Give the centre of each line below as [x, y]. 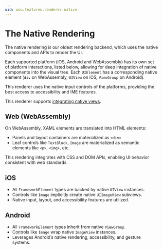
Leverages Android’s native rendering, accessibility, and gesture [76, 237]
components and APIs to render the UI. [44, 52]
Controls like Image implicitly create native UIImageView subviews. [77, 195]
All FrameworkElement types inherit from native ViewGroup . [69, 227]
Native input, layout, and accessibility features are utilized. [71, 200]
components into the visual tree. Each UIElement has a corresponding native [81, 72]
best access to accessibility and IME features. [51, 92]
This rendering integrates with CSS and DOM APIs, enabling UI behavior [77, 157]
